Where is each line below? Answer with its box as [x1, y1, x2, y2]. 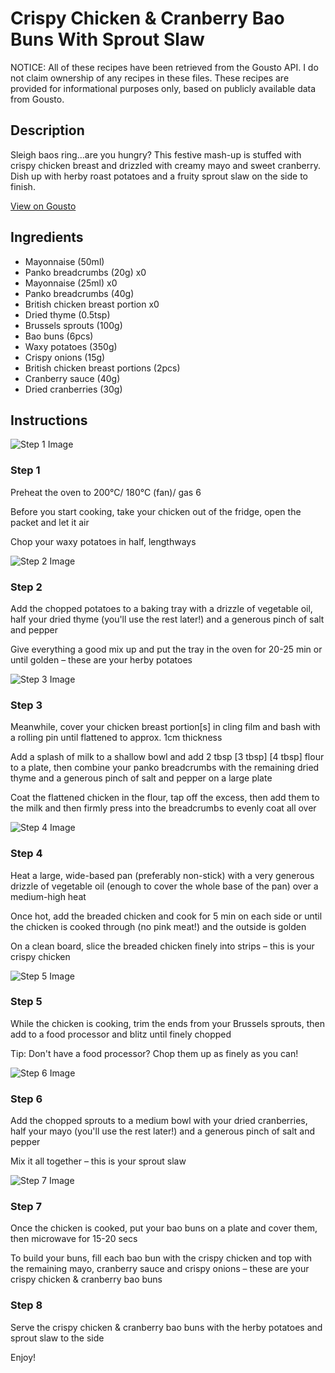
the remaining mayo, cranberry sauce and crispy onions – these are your [10, 1263, 310, 1275]
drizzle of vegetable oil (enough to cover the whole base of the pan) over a [10, 880, 319, 892]
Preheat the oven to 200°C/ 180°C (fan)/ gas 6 [10, 486, 202, 498]
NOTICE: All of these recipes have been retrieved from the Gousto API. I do [10, 61, 319, 73]
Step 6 [10, 1092, 43, 1106]
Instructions [10, 412, 88, 429]
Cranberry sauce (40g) [24, 372, 121, 384]
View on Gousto [10, 200, 77, 212]
